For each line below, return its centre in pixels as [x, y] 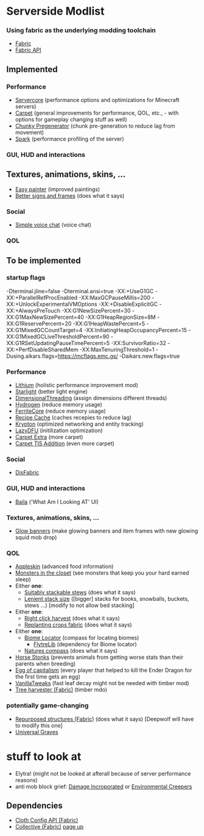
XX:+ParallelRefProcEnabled [42, 297]
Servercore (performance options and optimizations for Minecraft [97, 100]
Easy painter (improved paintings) [58, 189]
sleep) [23, 580]
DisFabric [27, 473]
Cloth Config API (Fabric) [47, 820]
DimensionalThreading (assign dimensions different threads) [91, 398]
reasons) [26, 780]
